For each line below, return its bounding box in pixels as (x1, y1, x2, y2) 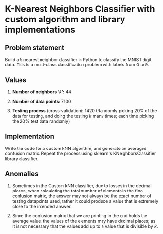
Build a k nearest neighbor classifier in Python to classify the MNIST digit (5, 57, 152, 62)
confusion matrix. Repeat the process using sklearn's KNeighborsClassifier (5, 150, 156, 156)
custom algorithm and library (5, 14, 125, 25)
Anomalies (5, 170, 39, 178)
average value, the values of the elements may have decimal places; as (12, 218, 156, 224)
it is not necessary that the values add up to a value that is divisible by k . (12, 223, 158, 229)
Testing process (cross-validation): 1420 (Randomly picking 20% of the (12, 107, 157, 113)
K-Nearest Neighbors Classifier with (5, 3, 155, 15)
